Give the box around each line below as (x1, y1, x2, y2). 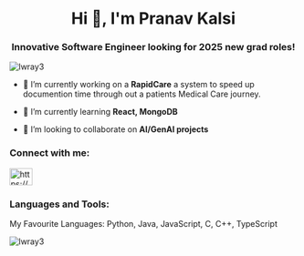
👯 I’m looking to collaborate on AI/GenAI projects (22, 124, 209, 135)
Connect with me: (9, 147, 90, 159)
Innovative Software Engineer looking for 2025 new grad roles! (11, 41, 296, 54)
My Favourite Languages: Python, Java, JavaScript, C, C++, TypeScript (9, 219, 278, 230)
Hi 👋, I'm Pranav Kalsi (71, 8, 236, 29)
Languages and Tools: (9, 198, 110, 210)
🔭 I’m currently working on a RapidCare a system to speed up (22, 79, 256, 90)
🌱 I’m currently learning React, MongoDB (22, 107, 178, 118)
